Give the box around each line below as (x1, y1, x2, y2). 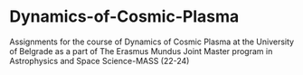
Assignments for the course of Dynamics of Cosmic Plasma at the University (9, 36, 295, 47)
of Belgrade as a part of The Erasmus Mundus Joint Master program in (9, 45, 273, 56)
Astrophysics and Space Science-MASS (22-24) (9, 55, 190, 66)
